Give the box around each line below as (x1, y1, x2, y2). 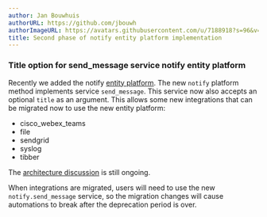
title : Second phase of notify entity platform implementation (8, 33, 222, 42)
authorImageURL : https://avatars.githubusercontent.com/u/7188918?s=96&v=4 (8, 26, 265, 34)
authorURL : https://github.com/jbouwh (8, 19, 137, 27)
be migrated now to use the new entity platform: (8, 103, 166, 112)
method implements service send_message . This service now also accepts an (8, 86, 257, 96)
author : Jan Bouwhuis (8, 11, 80, 20)
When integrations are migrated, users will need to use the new (8, 183, 216, 192)
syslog (19, 143, 42, 153)
